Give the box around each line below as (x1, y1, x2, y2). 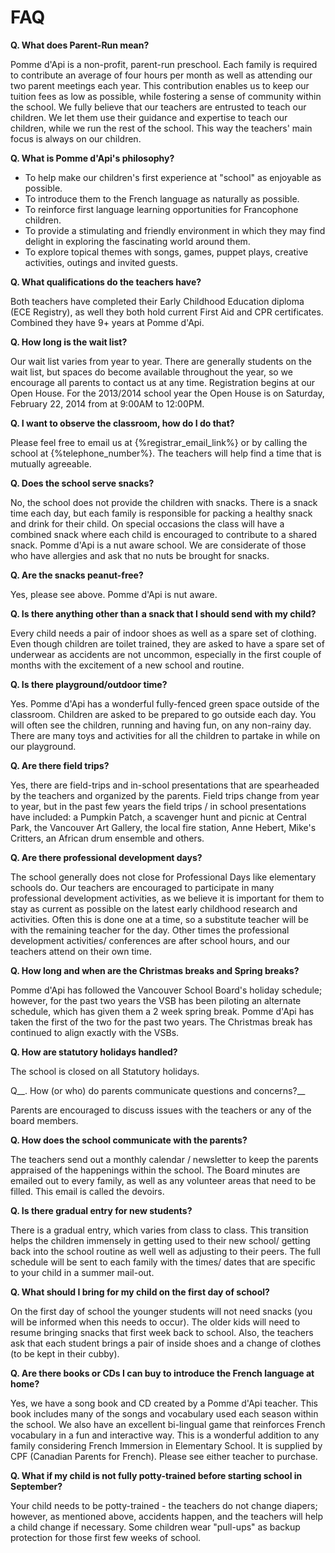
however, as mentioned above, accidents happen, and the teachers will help (10, 1510, 324, 1522)
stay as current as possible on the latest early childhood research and (10, 902, 298, 915)
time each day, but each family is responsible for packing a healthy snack (10, 507, 313, 519)
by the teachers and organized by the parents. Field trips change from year (10, 789, 320, 801)
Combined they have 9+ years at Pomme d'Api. (10, 316, 205, 328)
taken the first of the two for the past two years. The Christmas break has (10, 1016, 313, 1028)
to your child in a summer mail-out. (10, 1266, 155, 1278)
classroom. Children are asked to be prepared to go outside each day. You (10, 708, 317, 720)
